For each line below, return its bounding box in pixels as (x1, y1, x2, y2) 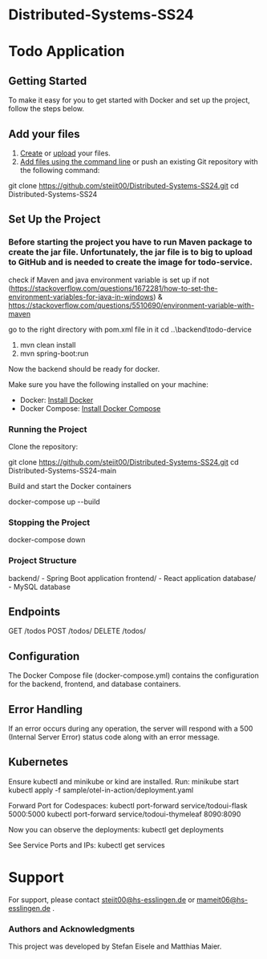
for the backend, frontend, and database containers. (8, 679, 181, 689)
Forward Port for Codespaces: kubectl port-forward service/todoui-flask (8, 800, 248, 810)
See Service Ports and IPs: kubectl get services (8, 840, 166, 850)
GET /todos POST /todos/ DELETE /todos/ (8, 627, 147, 636)
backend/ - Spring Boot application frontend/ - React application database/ (8, 573, 257, 582)
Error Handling (8, 703, 83, 716)
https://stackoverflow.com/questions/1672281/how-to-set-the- (10, 283, 218, 293)
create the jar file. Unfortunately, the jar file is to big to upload (8, 247, 253, 258)
